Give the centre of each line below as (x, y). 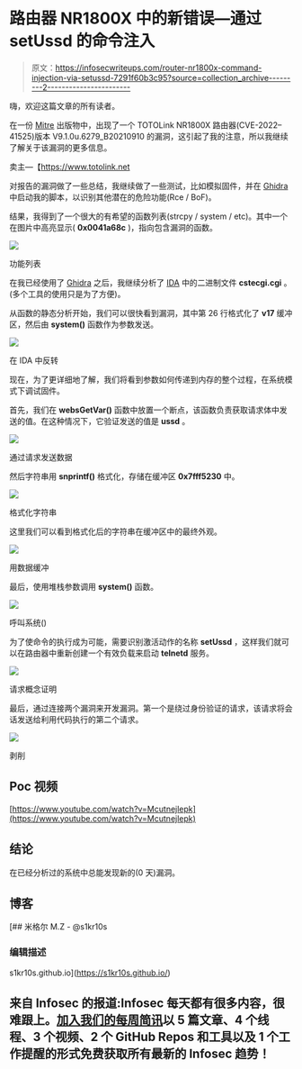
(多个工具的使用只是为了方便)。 (67, 294)
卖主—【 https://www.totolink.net (70, 167)
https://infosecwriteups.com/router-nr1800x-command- (159, 68)
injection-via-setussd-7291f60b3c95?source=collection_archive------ (161, 77)
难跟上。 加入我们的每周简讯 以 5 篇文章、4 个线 (139, 1020)
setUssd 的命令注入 (82, 41)
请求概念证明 (33, 689)
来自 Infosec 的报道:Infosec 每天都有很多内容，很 (147, 1004)
